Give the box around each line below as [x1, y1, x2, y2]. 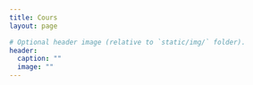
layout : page [9, 21, 58, 30]
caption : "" [17, 55, 63, 64]
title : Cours [9, 13, 58, 22]
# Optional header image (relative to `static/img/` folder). [9, 38, 246, 47]
